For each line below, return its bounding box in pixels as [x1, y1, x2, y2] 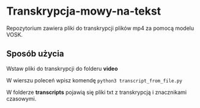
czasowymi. [6, 95, 37, 102]
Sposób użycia [6, 49, 64, 59]
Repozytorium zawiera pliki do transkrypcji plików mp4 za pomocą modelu [6, 24, 194, 32]
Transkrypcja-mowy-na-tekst [6, 4, 161, 18]
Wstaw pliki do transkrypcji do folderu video [6, 65, 118, 72]
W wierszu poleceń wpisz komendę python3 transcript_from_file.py [6, 76, 182, 84]
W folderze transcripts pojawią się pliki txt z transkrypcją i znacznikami [6, 88, 187, 96]
